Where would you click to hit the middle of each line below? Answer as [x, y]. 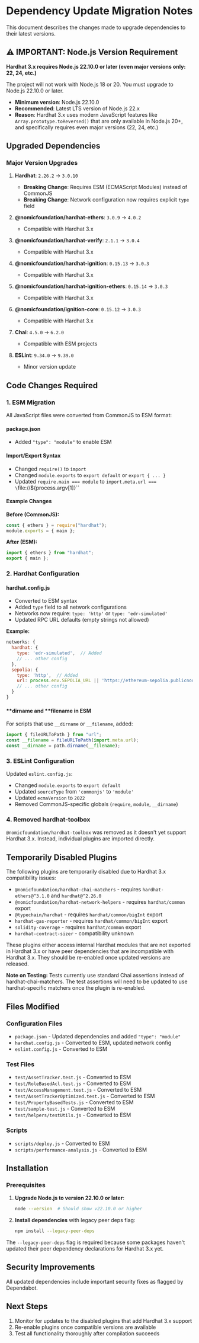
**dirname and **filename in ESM [49, 711]
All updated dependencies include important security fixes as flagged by [95, 1281]
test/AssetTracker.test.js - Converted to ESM [73, 1077]
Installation [27, 1168]
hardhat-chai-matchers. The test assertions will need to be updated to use [97, 981]
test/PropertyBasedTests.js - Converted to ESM [74, 1102]
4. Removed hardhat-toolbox [48, 820]
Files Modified [33, 1007]
